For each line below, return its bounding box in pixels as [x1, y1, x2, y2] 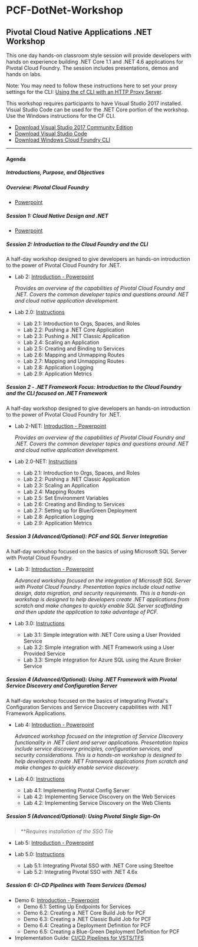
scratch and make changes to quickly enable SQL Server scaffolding [14, 602, 183, 609]
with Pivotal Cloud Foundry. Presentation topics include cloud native [14, 583, 181, 590]
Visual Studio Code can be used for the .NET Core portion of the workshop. [6, 106, 190, 113]
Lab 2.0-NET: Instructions [14, 458, 78, 465]
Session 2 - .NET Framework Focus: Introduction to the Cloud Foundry [6, 384, 182, 391]
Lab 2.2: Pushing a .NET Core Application [23, 326, 124, 333]
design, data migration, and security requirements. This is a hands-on [14, 589, 186, 597]
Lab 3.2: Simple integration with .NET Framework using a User [23, 644, 175, 651]
